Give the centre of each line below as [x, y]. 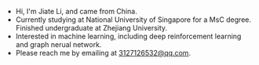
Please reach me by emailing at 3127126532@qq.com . [103, 53]
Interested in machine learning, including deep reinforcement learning [128, 36]
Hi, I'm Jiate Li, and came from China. [76, 11]
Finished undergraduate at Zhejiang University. [91, 28]
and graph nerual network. [58, 45]
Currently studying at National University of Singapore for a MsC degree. [133, 20]
